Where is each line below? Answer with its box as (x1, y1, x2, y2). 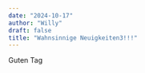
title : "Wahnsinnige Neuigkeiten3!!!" (8, 33, 138, 42)
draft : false (8, 26, 52, 34)
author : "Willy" (8, 19, 62, 27)
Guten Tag (8, 56, 42, 65)
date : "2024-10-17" (8, 11, 74, 20)
